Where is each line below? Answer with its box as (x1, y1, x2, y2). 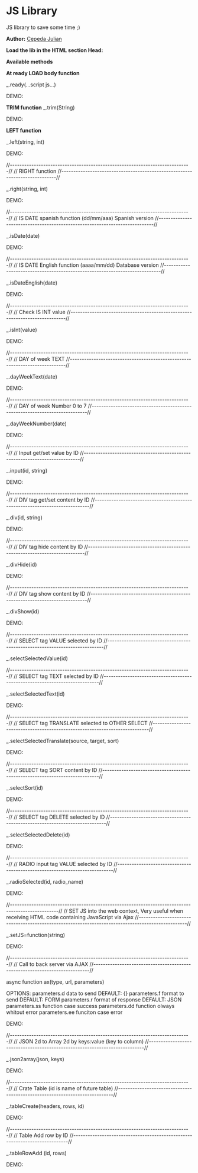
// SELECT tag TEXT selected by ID (14, 673, 99, 680)
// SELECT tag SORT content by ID (14, 766, 98, 773)
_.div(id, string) (6, 513, 43, 521)
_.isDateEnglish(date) (6, 279, 58, 286)
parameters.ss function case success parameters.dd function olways (6, 1002, 175, 1009)
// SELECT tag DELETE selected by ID (14, 813, 105, 820)
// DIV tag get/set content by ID (14, 496, 90, 503)
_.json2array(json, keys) (6, 1055, 65, 1062)
